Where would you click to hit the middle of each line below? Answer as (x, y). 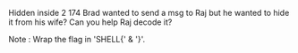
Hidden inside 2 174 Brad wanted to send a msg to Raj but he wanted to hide (149, 13)
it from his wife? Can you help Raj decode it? (90, 22)
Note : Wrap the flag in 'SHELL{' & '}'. (77, 39)
